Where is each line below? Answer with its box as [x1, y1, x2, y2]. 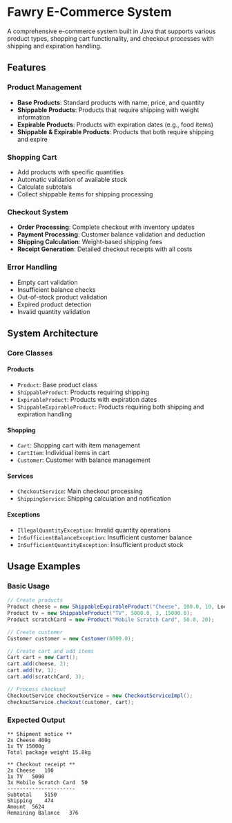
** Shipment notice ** [7, 730, 72, 737]
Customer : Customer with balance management [17, 456, 151, 464]
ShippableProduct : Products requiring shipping [17, 388, 150, 396]
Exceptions [7, 510, 40, 519]
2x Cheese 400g [7, 737, 51, 743]
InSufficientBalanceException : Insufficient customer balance [17, 533, 192, 542]
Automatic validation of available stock [17, 175, 128, 183]
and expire [17, 135, 48, 143]
